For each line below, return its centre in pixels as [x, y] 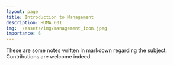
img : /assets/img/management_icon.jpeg [57, 28]
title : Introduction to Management [50, 17]
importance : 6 [24, 34]
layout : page [22, 12]
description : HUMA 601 [34, 22]
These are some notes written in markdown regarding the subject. [87, 50]
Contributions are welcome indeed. [49, 57]
